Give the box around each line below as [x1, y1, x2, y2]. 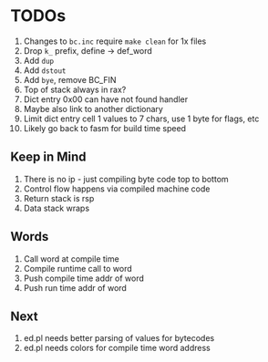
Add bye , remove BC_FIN [23, 74, 117, 85]
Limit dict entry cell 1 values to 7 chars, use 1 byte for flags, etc [23, 113, 260, 124]
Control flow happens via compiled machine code [23, 183, 211, 194]
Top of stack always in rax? [23, 84, 127, 95]
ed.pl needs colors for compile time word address [23, 343, 211, 354]
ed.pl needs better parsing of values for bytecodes [23, 333, 215, 344]
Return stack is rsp [23, 192, 95, 203]
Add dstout [23, 65, 67, 76]
